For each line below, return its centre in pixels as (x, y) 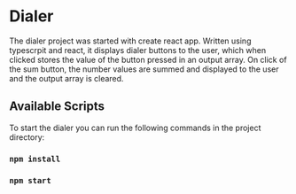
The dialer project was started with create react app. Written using (130, 41)
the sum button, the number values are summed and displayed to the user (144, 69)
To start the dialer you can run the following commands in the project (135, 128)
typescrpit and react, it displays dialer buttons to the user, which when (138, 50)
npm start (30, 180)
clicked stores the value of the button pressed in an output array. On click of (148, 59)
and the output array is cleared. (66, 78)
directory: (27, 137)
